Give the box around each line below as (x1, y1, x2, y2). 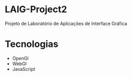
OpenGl (12, 55, 29, 61)
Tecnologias (5, 38, 59, 50)
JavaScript (12, 66, 35, 72)
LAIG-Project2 (5, 4, 67, 15)
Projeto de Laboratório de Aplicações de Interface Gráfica (5, 20, 127, 27)
